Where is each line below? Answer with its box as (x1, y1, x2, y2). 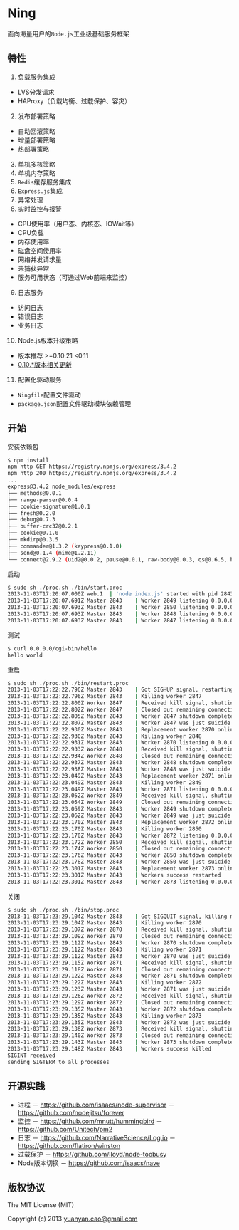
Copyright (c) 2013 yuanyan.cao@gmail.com (7, 1214, 138, 1223)
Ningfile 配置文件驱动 (17, 390, 82, 399)
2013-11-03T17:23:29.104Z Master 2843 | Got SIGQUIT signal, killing (7, 913, 228, 920)
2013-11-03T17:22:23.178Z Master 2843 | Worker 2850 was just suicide (7, 858, 231, 866)
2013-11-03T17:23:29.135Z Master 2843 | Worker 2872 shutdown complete (7, 1006, 234, 1013)
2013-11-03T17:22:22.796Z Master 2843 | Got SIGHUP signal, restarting (7, 686, 234, 694)
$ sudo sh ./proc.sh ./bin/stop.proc (7, 906, 119, 913)
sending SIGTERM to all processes (7, 1058, 110, 1065)
